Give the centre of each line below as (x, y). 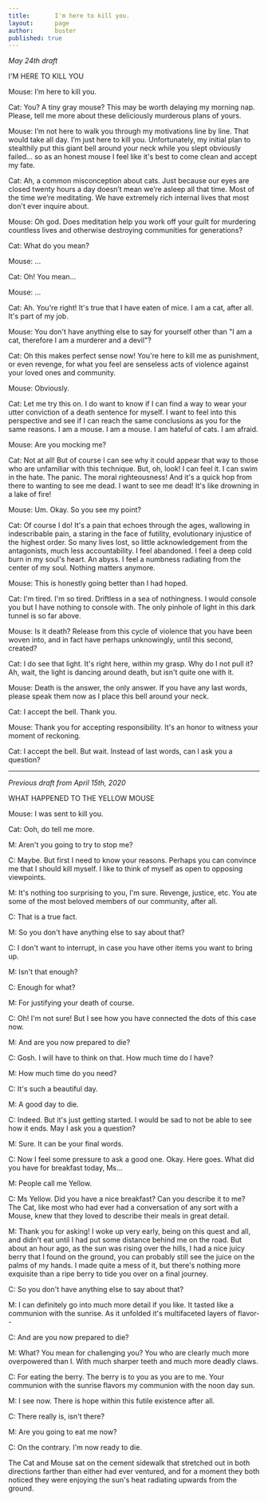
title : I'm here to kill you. (69, 16)
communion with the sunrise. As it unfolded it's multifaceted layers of (122, 1314)
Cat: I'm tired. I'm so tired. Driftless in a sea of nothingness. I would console (132, 599)
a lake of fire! (30, 494)
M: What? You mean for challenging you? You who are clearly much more (129, 1353)
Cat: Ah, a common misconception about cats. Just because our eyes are (129, 181)
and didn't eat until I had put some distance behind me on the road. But (125, 1240)
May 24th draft (33, 61)
